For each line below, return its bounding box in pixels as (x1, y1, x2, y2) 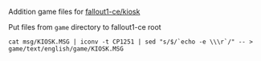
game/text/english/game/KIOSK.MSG (8, 45, 124, 53)
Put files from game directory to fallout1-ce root (8, 22, 162, 31)
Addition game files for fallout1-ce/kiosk (8, 7, 141, 16)
